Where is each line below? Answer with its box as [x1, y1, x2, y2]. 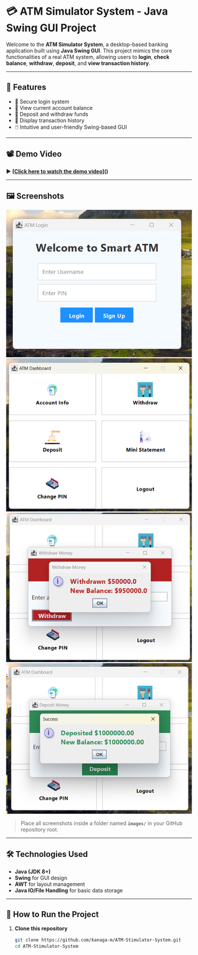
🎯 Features [6, 82, 47, 92]
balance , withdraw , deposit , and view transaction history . [6, 60, 151, 67]
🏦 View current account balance [14, 104, 93, 111]
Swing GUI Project [6, 21, 97, 35]
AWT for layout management [14, 881, 85, 888]
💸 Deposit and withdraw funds [14, 110, 88, 118]
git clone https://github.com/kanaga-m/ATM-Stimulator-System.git [14, 937, 181, 943]
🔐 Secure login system [14, 98, 70, 105]
